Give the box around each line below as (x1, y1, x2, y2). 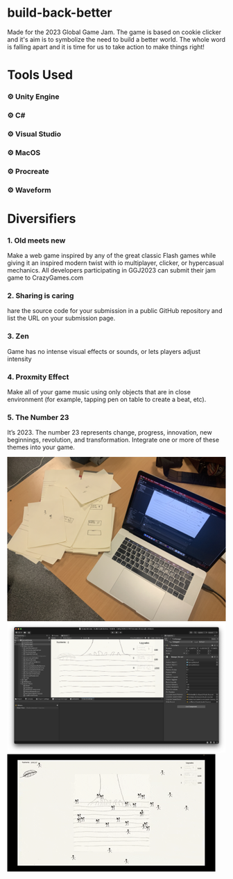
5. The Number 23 (7, 412, 69, 422)
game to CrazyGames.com (7, 273, 84, 282)
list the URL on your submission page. (7, 314, 116, 323)
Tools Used (7, 67, 74, 83)
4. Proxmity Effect (7, 372, 69, 382)
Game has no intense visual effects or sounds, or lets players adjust (7, 347, 201, 355)
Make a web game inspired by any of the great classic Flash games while (7, 252, 216, 260)
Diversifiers (7, 211, 76, 227)
